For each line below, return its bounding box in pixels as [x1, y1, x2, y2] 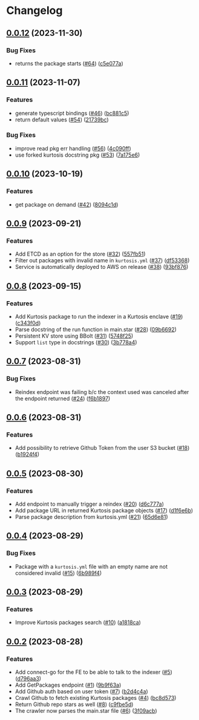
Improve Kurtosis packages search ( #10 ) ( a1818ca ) [15, 619, 141, 626]
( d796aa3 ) [15, 675, 41, 682]
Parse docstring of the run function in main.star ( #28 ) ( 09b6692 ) [15, 325, 177, 333]
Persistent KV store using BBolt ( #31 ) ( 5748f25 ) [15, 332, 134, 339]
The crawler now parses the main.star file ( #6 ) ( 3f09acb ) [15, 707, 157, 715]
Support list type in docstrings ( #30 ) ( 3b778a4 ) [15, 338, 137, 346]
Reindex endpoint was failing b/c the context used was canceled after [15, 388, 189, 395]
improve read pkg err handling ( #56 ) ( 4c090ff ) [15, 144, 131, 152]
